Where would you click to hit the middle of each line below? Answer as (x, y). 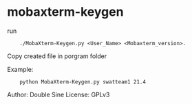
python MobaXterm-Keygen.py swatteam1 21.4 (83, 82)
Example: (20, 69)
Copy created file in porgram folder (57, 56)
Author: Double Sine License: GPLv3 (58, 94)
